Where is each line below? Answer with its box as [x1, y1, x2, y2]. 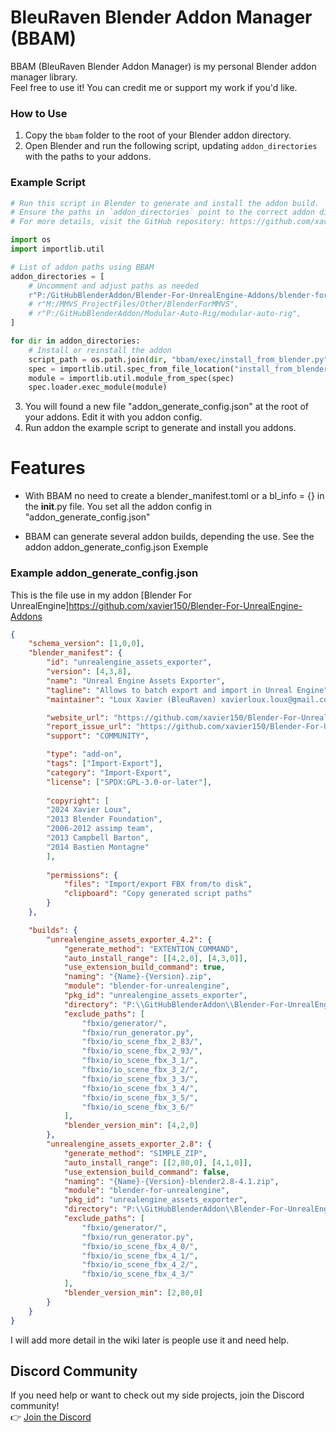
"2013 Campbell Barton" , [46, 833, 150, 843]
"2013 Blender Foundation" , [46, 814, 163, 825]
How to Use [10, 106, 68, 120]
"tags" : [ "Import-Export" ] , [46, 759, 163, 769]
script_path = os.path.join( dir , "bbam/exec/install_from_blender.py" [28, 354, 329, 365]
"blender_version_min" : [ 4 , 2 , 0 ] [63, 1121, 199, 1131]
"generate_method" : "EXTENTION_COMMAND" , [63, 944, 240, 954]
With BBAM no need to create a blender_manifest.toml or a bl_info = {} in [24, 490, 325, 502]
